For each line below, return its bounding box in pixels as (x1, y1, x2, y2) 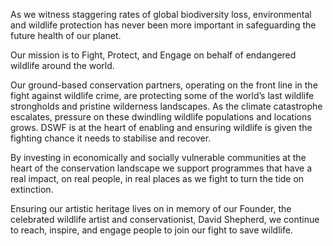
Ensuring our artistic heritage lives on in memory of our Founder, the (10, 203, 292, 214)
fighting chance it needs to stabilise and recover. (10, 132, 212, 144)
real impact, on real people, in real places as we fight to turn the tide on (10, 173, 305, 184)
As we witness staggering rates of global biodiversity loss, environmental (10, 9, 312, 20)
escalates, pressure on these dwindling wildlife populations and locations (10, 111, 312, 123)
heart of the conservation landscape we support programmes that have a (10, 162, 312, 174)
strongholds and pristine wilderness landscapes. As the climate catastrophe (10, 100, 323, 112)
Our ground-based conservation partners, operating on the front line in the (10, 79, 318, 91)
